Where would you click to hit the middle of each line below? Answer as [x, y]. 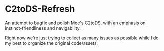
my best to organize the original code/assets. [52, 43]
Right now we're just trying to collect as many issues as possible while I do [82, 38]
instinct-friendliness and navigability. [43, 28]
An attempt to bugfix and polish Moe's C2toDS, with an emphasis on [75, 23]
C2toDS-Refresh [40, 9]
